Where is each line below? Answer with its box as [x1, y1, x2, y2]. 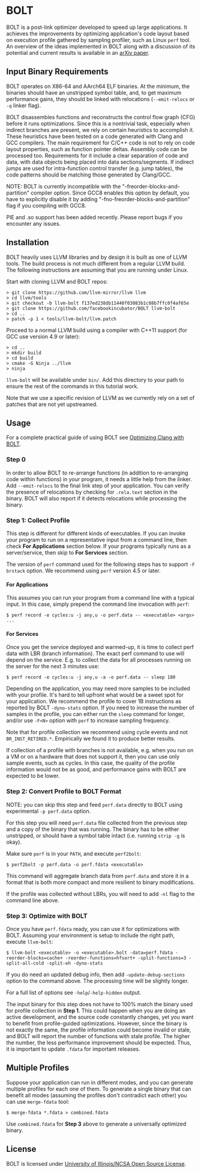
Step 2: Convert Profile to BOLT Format [6, 787, 122, 795]
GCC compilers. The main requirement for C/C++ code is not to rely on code [6, 139, 195, 146]
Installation [6, 237, 49, 247]
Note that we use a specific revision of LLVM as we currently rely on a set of [6, 394, 195, 401]
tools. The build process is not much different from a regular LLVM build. [6, 260, 186, 267]
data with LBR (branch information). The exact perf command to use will [6, 650, 185, 657]
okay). [6, 838, 22, 845]
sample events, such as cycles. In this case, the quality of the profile [6, 759, 175, 767]
